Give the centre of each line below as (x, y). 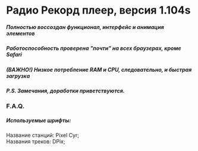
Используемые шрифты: (39, 120)
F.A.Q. (15, 106)
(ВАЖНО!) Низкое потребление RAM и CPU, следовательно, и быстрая (99, 69)
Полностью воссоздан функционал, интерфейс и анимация (85, 27)
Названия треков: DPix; (36, 142)
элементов (21, 33)
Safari (14, 54)
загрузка (18, 76)
